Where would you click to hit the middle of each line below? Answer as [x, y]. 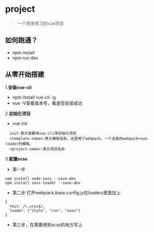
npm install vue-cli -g [34, 97]
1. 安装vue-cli [19, 87]
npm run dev [25, 58]
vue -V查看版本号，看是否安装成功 [47, 103]
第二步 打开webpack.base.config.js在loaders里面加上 [66, 193]
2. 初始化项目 [18, 113]
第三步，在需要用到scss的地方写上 [47, 225]
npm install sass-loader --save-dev [43, 183]
